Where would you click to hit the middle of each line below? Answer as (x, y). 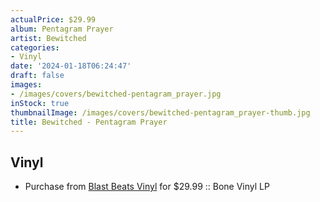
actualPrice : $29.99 (53, 19)
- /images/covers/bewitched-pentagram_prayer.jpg (116, 94)
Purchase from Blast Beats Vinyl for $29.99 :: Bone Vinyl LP (147, 187)
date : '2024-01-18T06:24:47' (71, 66)
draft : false (37, 76)
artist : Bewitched (48, 38)
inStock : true (40, 103)
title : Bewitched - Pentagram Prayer (89, 122)
